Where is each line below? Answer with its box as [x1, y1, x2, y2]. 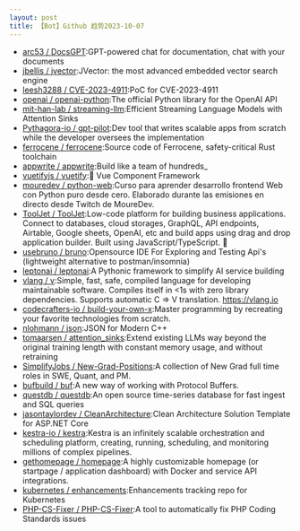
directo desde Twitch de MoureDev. [21, 198, 155, 209]
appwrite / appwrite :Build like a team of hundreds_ [21, 161, 209, 171]
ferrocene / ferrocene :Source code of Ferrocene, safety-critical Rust [21, 141, 276, 152]
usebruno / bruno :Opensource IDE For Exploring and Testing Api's [21, 246, 267, 257]
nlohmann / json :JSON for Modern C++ [21, 322, 167, 333]
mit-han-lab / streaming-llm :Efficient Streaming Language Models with [21, 103, 283, 114]
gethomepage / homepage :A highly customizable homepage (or [21, 456, 260, 466]
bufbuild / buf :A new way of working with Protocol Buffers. [21, 379, 239, 390]
